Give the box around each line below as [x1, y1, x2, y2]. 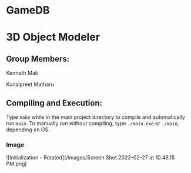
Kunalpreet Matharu [6, 81, 54, 88]
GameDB [6, 4, 50, 17]
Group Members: [6, 54, 70, 64]
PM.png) [6, 160, 28, 168]
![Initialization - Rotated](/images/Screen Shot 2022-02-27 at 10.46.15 [6, 154, 175, 161]
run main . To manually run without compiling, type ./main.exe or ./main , [6, 120, 179, 127]
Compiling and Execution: [6, 98, 103, 108]
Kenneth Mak [6, 69, 38, 76]
